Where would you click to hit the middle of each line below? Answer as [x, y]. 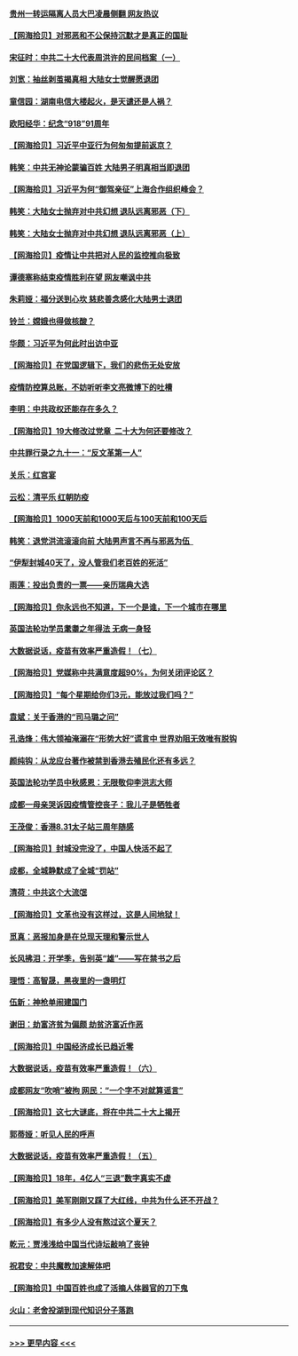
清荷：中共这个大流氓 [48, 892]
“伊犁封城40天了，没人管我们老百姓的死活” [89, 563]
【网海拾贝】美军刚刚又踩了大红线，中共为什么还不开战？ [114, 1200]
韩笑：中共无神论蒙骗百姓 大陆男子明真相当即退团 [100, 167]
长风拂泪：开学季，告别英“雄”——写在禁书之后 [95, 958]
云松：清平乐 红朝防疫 [49, 496]
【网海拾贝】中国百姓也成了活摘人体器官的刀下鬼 [98, 1289]
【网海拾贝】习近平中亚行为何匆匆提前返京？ [91, 146]
